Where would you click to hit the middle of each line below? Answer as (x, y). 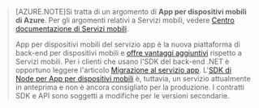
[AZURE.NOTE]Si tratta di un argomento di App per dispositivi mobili (131, 12)
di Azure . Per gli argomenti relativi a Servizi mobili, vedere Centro (125, 20)
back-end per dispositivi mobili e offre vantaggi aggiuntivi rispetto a (129, 53)
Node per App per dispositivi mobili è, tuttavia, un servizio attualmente (133, 79)
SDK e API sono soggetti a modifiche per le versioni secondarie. (122, 96)
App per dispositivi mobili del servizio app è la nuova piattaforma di (127, 44)
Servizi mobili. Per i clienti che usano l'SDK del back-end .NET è (122, 61)
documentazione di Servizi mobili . (72, 29)
